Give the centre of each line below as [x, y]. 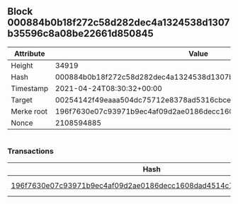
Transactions [31, 151]
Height [22, 65]
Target [22, 100]
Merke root [29, 111]
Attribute [29, 54]
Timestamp [30, 88]
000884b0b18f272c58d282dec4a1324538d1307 [119, 23]
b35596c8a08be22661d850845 [80, 34]
